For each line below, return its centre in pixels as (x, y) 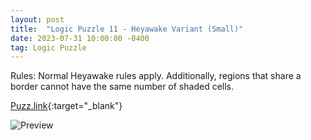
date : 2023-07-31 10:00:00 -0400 (80, 38)
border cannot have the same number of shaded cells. (122, 87)
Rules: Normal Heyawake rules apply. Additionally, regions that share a (156, 76)
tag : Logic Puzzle (48, 47)
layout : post (37, 19)
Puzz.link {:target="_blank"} (66, 106)
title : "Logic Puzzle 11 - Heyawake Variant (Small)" (127, 29)
